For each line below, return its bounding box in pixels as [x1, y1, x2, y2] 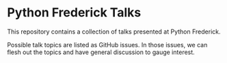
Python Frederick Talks [7, 5, 142, 21]
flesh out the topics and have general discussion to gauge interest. [7, 48, 195, 56]
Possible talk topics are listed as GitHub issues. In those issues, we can [7, 40, 208, 49]
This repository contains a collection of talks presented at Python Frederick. [7, 27, 221, 36]
